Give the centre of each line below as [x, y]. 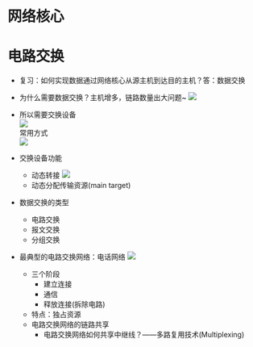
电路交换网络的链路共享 [70, 324]
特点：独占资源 [56, 315]
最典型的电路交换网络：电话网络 [72, 257]
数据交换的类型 [44, 203]
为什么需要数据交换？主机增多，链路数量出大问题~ [103, 98]
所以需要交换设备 [48, 115]
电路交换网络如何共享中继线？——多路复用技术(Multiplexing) [144, 335]
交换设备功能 [40, 158]
